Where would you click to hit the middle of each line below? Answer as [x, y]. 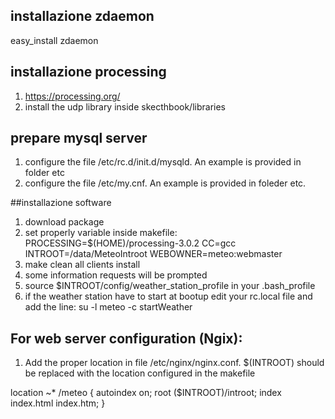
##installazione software [61, 203]
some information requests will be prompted [116, 275]
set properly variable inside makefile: [101, 233]
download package [64, 222]
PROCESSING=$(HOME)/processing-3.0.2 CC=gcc [130, 243]
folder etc [44, 173]
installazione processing [88, 72]
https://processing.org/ [72, 96]
